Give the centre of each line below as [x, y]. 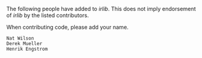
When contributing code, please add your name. [68, 27]
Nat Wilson [20, 38]
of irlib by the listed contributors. [48, 15]
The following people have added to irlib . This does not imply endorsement [101, 9]
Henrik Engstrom [27, 49]
